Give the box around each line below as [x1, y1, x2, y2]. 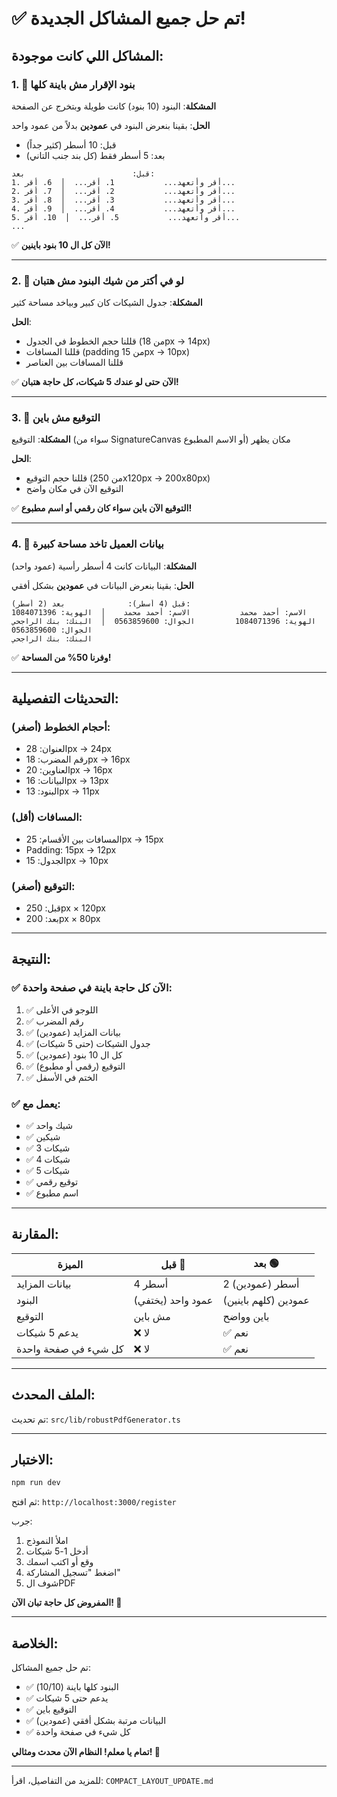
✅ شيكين [25, 1131, 61, 1143]
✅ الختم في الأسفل [25, 1071, 98, 1083]
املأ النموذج [25, 1535, 69, 1547]
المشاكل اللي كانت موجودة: [11, 47, 164, 64]
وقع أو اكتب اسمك [25, 1556, 94, 1568]
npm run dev [11, 1478, 61, 1488]
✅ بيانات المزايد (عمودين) [25, 1026, 121, 1038]
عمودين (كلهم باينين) [222, 1293, 310, 1307]
